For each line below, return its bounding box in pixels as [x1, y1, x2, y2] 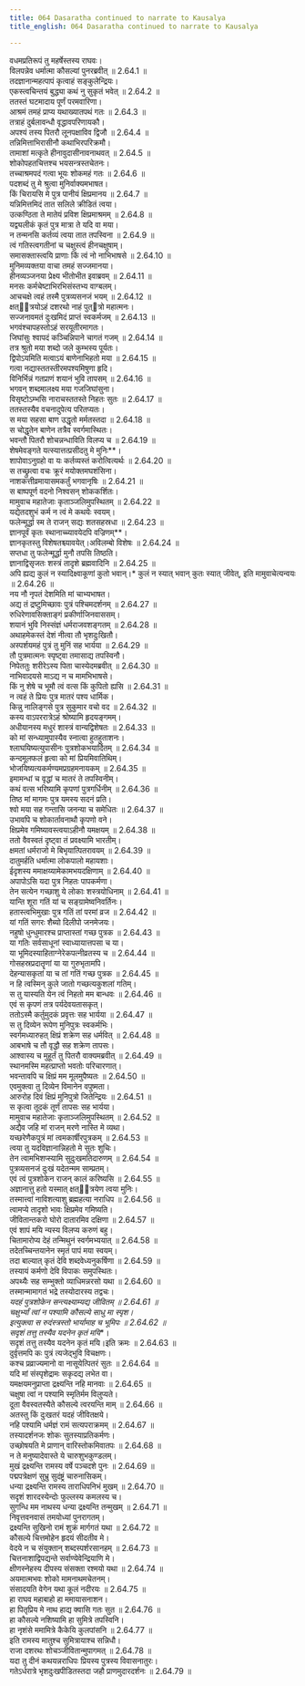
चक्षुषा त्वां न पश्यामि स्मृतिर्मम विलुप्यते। [9, 1388, 118, 1400]
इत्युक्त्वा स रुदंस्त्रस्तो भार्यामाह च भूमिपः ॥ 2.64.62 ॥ [9, 1317, 167, 1328]
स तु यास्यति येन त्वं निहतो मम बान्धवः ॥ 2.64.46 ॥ [9, 988, 162, 999]
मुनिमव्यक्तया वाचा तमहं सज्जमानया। [9, 260, 114, 271]
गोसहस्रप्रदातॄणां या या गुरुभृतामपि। [9, 957, 107, 968]
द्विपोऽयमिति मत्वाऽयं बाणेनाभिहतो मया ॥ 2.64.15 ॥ [9, 352, 157, 363]
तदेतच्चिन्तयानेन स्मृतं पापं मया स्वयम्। [9, 1245, 118, 1256]
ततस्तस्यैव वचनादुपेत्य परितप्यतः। [9, 403, 106, 415]
